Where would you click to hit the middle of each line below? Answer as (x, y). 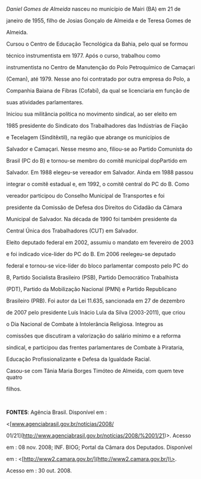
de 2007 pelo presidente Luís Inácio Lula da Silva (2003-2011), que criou (96, 312)
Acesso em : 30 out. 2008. (39, 471)
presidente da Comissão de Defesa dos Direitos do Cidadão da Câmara (94, 207)
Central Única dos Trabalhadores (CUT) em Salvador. (72, 231)
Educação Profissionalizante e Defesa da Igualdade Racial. (79, 359)
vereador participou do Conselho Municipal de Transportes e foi (85, 196)
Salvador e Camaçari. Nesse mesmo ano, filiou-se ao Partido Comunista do (100, 149)
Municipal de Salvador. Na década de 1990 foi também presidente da (91, 219)
